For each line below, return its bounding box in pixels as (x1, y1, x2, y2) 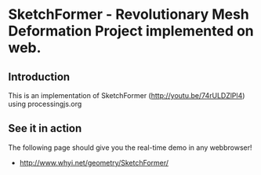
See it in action (8, 122, 82, 135)
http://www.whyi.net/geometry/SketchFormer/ (19, 158, 169, 167)
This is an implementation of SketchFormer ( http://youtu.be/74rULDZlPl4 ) (8, 91, 245, 100)
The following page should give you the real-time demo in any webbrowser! (8, 143, 252, 152)
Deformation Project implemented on (8, 22, 255, 40)
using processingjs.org (8, 100, 82, 108)
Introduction (8, 70, 71, 83)
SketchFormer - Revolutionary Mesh (8, 5, 249, 24)
